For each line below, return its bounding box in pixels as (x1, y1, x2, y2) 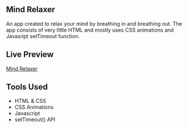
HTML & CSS (14, 98, 46, 105)
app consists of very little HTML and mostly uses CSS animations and (6, 26, 174, 33)
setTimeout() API (14, 116, 56, 123)
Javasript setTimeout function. (6, 32, 80, 40)
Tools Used (6, 82, 48, 92)
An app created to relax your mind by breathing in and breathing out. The (6, 20, 183, 27)
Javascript (14, 110, 40, 117)
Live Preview (6, 50, 54, 60)
